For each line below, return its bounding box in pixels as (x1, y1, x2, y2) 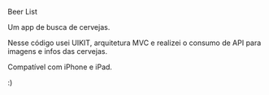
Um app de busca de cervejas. (7, 23, 111, 31)
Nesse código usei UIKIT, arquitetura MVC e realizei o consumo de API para (7, 38, 262, 47)
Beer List (7, 7, 37, 16)
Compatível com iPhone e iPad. (7, 62, 113, 72)
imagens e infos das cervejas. (7, 47, 107, 56)
